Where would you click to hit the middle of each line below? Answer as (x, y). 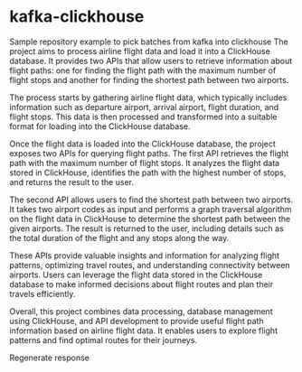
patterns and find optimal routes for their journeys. (103, 339)
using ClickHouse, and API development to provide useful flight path (137, 321)
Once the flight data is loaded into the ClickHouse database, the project (142, 144)
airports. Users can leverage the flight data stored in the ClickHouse (136, 274)
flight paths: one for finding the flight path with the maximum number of (143, 70)
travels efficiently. (42, 293)
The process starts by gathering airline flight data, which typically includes (148, 98)
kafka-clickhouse (77, 17)
